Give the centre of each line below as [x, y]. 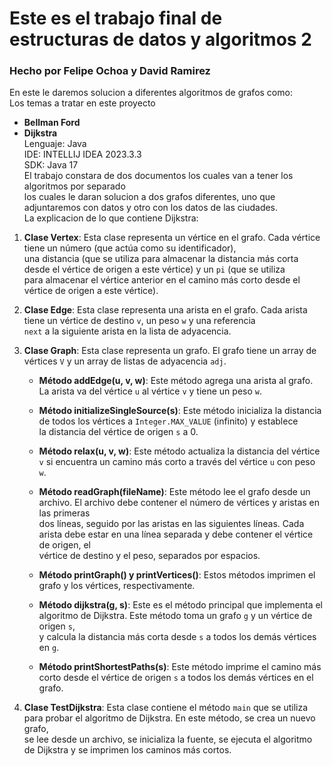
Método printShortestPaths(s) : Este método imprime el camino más [180, 667]
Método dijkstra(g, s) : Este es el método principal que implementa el [180, 605]
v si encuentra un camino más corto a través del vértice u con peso [177, 462]
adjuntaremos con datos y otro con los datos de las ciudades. [151, 208]
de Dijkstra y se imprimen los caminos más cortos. [127, 750]
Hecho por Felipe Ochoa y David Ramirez [110, 71]
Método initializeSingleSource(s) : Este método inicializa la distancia [180, 411]
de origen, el [65, 545]
